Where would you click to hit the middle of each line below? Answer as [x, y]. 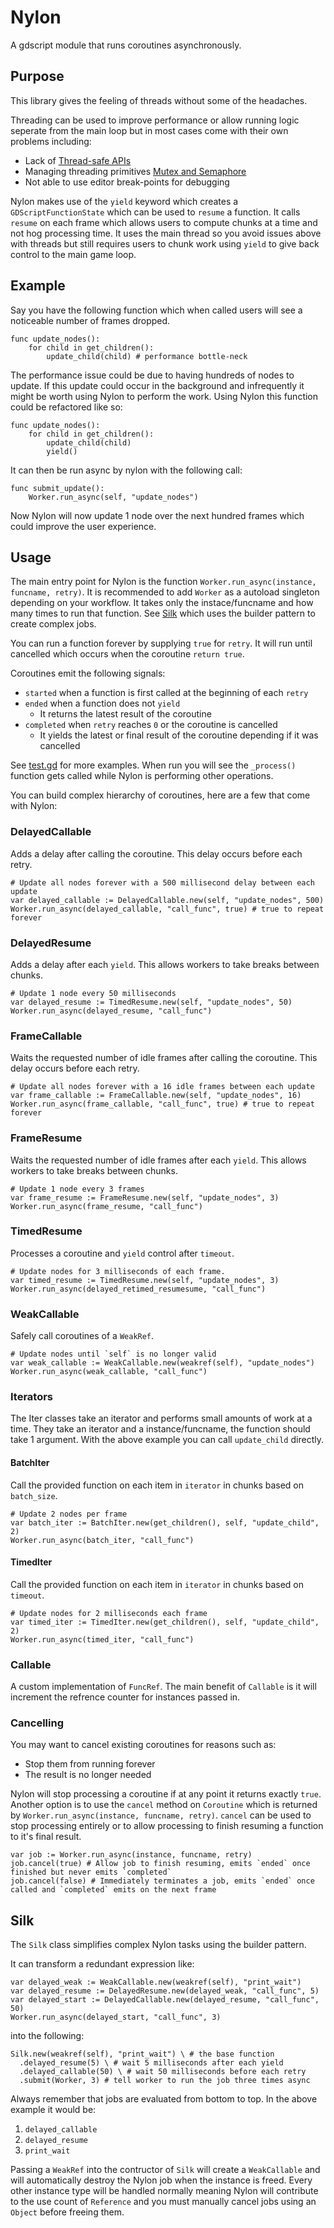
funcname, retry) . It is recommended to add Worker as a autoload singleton [165, 592]
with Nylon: [34, 806]
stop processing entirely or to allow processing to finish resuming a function [167, 1826]
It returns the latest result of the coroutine [125, 714]
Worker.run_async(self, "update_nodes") [113, 497]
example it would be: [53, 2110]
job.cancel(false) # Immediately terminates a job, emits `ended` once [162, 1881]
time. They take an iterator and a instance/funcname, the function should [160, 1429]
